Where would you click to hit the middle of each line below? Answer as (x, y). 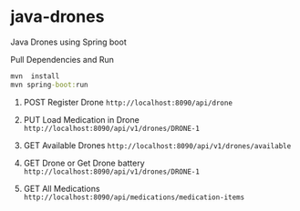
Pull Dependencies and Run (62, 59)
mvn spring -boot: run (50, 85)
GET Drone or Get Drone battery (84, 163)
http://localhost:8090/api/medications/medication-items (134, 197)
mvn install (35, 76)
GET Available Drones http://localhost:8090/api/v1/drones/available (157, 145)
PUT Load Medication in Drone (81, 119)
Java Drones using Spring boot (68, 42)
